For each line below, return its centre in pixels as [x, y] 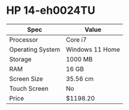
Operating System [35, 49]
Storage [20, 59]
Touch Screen [29, 88]
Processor [24, 40]
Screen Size [26, 79]
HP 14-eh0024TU [51, 11]
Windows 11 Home [93, 49]
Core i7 [76, 40]
